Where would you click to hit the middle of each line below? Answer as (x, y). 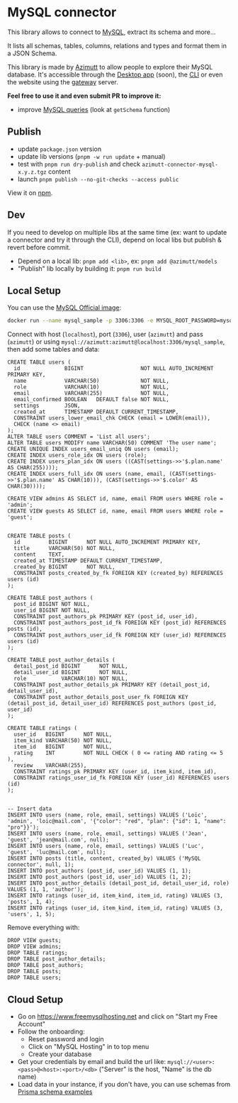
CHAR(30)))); (27, 486)
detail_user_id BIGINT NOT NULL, (71, 673)
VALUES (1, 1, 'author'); (45, 890)
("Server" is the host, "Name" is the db (155, 1069)
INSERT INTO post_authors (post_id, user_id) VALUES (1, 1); (100, 871)
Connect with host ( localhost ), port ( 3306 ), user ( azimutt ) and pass (105, 335)
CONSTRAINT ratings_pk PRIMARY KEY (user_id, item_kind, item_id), (115, 772)
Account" (32, 1024)
